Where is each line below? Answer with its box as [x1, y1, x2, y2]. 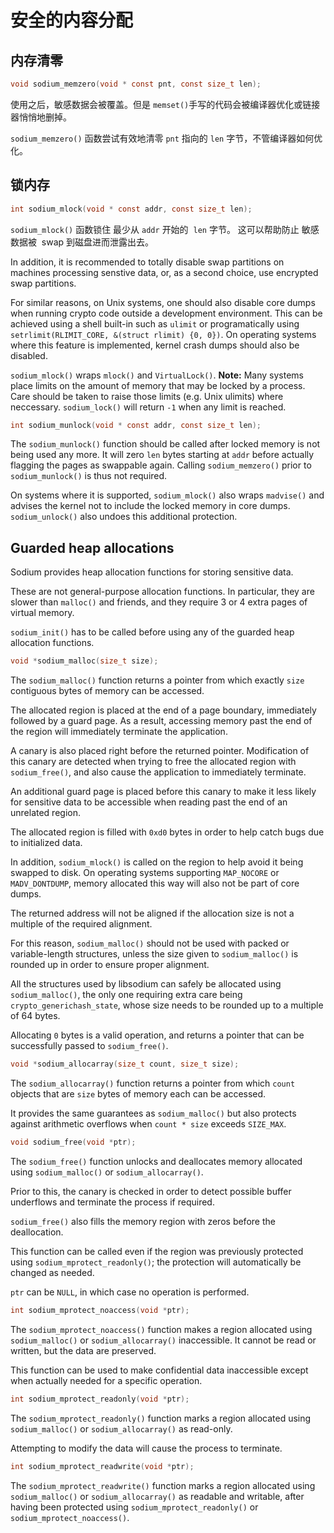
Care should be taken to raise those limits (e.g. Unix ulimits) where [10, 390, 284, 402]
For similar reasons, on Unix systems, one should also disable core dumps [10, 296, 316, 308]
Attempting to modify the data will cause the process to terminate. [10, 1442, 283, 1454]
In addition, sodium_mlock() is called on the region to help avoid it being [10, 856, 304, 868]
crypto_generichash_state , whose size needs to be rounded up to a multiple [10, 999, 324, 1011]
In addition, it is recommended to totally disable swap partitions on [10, 256, 285, 268]
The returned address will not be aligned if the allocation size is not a [10, 907, 295, 920]
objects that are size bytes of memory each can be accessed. [10, 1088, 267, 1100]
